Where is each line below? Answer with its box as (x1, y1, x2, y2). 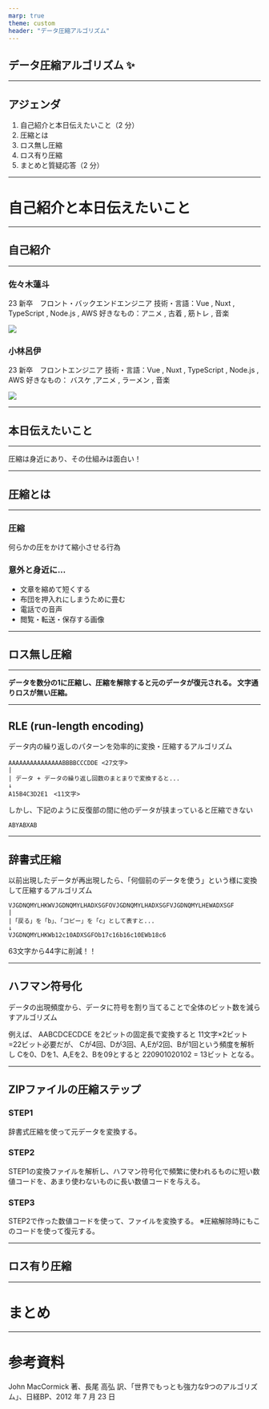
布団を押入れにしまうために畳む (19, 594, 126, 604)
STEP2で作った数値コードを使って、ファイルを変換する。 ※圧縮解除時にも (8, 1216, 254, 1226)
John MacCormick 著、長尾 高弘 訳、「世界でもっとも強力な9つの (8, 1382, 223, 1391)
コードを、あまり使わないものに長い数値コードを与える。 (14, 1176, 205, 1186)
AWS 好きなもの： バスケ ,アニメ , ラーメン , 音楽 (8, 375, 171, 385)
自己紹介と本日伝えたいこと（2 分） (19, 120, 139, 129)
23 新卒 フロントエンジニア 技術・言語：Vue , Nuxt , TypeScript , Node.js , (8, 365, 259, 375)
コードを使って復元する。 (14, 1226, 100, 1236)
